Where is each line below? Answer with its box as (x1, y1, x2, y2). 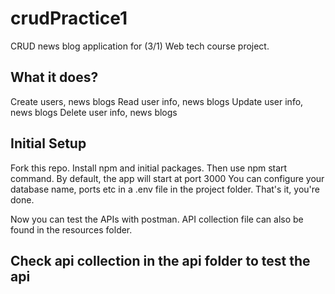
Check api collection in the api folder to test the (10, 252, 311, 269)
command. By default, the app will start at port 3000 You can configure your (10, 172, 325, 184)
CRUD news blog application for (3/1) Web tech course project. (10, 40, 270, 52)
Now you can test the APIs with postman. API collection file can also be (10, 213, 304, 225)
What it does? (10, 69, 99, 86)
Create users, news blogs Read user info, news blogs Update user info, (10, 95, 304, 107)
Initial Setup (10, 135, 87, 152)
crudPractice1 (10, 7, 128, 30)
